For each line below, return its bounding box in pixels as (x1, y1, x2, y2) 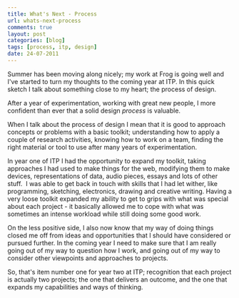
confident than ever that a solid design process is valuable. (7, 106, 180, 115)
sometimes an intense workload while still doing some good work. (7, 210, 201, 218)
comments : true (7, 24, 53, 31)
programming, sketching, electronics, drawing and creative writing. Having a (7, 187, 232, 195)
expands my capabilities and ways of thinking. (7, 282, 143, 291)
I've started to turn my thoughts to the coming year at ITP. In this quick (7, 77, 215, 86)
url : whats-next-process (7, 17, 81, 24)
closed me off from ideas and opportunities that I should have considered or (7, 231, 232, 240)
